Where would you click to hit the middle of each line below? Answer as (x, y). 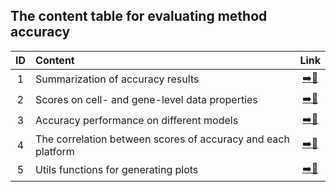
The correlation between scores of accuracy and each (162, 139)
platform (55, 151)
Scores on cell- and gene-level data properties (146, 100)
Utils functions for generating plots (117, 170)
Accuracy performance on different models (137, 121)
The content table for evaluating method (139, 16)
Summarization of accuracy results (117, 79)
